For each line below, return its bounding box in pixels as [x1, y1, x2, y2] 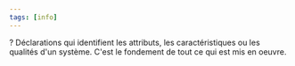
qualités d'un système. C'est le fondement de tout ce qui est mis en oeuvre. [9, 46, 287, 57]
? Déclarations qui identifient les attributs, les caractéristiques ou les [9, 37, 260, 48]
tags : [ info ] [9, 12, 58, 22]
